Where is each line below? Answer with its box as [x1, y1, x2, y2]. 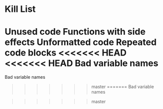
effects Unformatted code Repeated [4, 37, 157, 48]
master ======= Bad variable [91, 84, 154, 90]
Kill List [4, 3, 36, 15]
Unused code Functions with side [4, 26, 146, 38]
